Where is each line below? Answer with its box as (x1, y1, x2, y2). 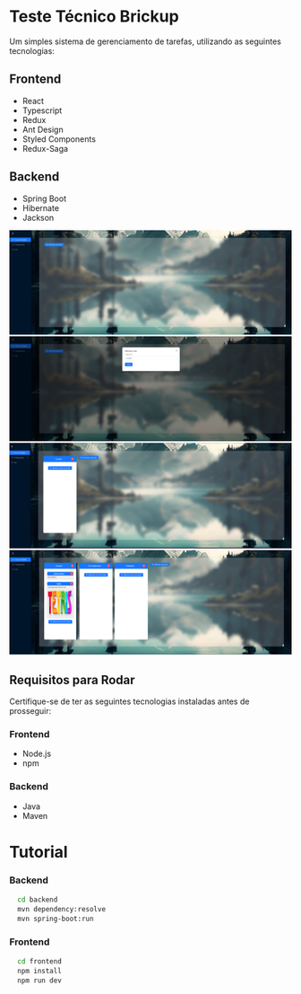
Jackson (21, 212, 55, 223)
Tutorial (9, 841, 69, 862)
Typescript (21, 105, 63, 116)
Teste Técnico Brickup (9, 6, 179, 27)
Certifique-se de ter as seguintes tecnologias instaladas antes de (9, 696, 250, 707)
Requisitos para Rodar (9, 672, 136, 688)
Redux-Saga (21, 143, 69, 154)
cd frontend (17, 956, 63, 966)
